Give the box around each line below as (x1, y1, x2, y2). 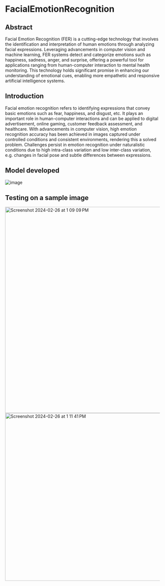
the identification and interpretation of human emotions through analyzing (5, 41, 155, 47)
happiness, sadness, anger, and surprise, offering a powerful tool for (5, 57, 144, 62)
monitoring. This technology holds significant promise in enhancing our (5, 67, 149, 73)
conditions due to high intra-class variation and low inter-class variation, (5, 146, 151, 153)
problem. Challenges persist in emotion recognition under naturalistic (5, 142, 145, 147)
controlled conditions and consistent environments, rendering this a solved (5, 136, 157, 142)
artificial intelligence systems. (5, 78, 65, 84)
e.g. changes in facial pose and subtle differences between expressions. (5, 152, 152, 158)
